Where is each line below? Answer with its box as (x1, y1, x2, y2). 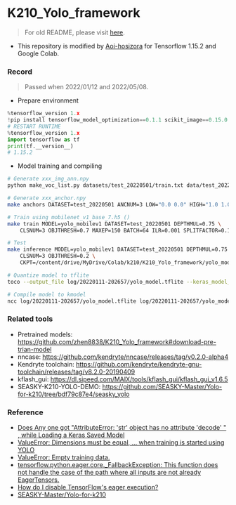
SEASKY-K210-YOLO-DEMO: (17, 382, 101, 391)
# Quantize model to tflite (7, 272, 90, 279)
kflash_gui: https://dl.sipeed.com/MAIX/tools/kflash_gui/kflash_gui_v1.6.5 (17, 374, 228, 383)
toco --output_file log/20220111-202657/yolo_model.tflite (7, 278, 184, 285)
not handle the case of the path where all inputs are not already (17, 468, 202, 477)
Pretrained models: (17, 330, 73, 339)
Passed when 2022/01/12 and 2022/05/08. (24, 83, 149, 91)
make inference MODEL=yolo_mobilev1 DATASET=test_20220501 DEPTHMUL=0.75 (7, 246, 228, 254)
